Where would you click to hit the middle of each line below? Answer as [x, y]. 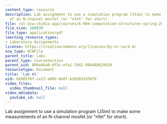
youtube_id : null [28, 97]
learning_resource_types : [32, 38]
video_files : [19, 83]
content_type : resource [30, 10]
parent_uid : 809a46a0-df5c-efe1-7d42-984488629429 [59, 65]
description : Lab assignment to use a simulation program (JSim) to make [83, 14]
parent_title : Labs [25, 56]
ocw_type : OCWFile [24, 51]
